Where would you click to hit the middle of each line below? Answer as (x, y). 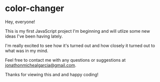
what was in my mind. (27, 51)
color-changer (35, 8)
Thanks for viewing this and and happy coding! (52, 74)
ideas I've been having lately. (34, 36)
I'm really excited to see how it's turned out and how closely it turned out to (80, 45)
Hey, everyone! (20, 22)
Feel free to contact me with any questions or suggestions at (65, 60)
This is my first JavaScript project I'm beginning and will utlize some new (78, 31)
